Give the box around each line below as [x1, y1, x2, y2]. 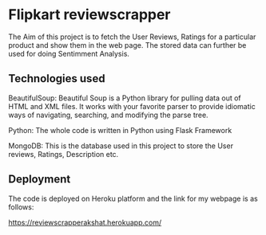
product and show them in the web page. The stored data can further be [8, 40, 247, 49]
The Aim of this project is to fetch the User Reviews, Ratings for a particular [8, 32, 256, 41]
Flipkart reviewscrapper [8, 6, 171, 24]
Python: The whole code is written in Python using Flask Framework [8, 125, 232, 135]
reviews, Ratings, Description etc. [8, 149, 119, 159]
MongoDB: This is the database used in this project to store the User [8, 141, 234, 151]
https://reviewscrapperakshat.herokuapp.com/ [8, 217, 162, 227]
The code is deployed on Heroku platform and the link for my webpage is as [8, 194, 258, 203]
